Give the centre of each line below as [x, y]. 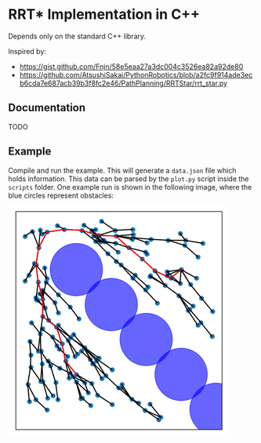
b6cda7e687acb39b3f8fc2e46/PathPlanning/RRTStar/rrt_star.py [123, 83]
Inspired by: [27, 51]
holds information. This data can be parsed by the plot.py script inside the [129, 179]
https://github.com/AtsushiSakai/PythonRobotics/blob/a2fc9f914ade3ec [136, 74]
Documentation [47, 108]
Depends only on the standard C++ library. [77, 36]
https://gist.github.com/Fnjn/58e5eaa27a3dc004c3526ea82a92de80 [131, 66]
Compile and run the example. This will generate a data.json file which [122, 170]
